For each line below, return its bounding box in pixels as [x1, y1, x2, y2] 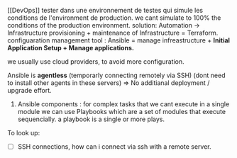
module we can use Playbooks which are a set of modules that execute [17, 108, 226, 115]
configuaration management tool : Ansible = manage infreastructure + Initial [7, 36, 231, 45]
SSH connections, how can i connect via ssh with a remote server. [17, 142, 211, 151]
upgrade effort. [7, 86, 52, 94]
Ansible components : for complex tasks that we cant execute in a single [17, 100, 230, 108]
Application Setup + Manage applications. [7, 44, 135, 52]
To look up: [7, 129, 40, 137]
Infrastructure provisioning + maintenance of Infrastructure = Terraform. [7, 28, 219, 37]
